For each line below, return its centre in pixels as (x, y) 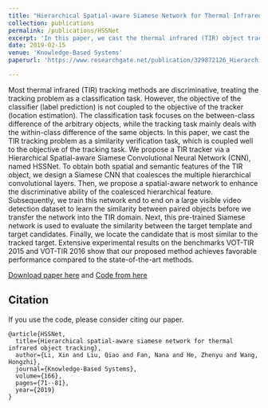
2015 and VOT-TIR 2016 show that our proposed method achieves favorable (133, 251)
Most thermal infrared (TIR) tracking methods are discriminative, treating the (134, 89)
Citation (29, 300)
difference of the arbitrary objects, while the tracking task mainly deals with (132, 124)
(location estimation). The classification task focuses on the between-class (132, 115)
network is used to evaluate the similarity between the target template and (130, 225)
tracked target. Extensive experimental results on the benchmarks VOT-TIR (131, 242)
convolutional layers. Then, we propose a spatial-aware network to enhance (133, 183)
